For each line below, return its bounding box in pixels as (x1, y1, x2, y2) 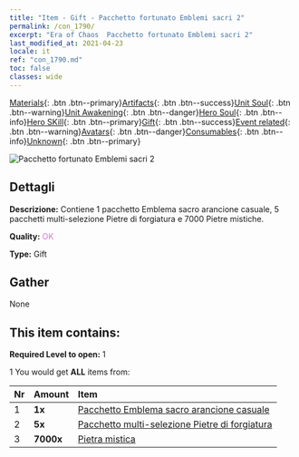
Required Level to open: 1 (9, 349, 106, 360)
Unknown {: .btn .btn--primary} (26, 135, 141, 146)
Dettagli (9, 180, 55, 195)
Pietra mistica (77, 433, 136, 445)
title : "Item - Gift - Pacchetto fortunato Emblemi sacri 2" (9, 13, 246, 23)
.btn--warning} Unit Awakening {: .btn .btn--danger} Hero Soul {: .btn (9, 106, 259, 118)
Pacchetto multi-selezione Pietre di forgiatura (77, 418, 273, 431)
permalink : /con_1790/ (9, 22, 95, 31)
